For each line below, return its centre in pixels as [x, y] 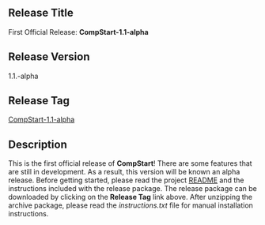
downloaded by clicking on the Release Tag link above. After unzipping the [131, 197]
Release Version [49, 57]
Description [38, 144]
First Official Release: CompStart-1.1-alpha [78, 32]
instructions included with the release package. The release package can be [132, 189]
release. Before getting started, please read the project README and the [126, 180]
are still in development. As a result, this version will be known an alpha [124, 172]
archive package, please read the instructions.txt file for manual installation [131, 205]
